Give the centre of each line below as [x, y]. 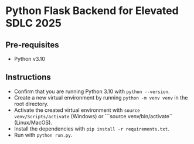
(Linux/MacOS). [33, 122]
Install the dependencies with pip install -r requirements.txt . [91, 128]
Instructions [28, 77]
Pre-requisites [32, 45]
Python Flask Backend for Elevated [92, 11]
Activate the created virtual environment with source [77, 110]
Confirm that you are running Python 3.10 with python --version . [92, 91]
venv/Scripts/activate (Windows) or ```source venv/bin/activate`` [93, 116]
